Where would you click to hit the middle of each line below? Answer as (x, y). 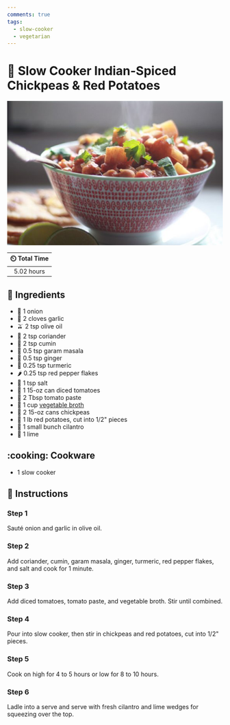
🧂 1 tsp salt (32, 383)
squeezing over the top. (40, 714)
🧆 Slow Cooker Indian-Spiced (92, 71)
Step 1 (17, 513)
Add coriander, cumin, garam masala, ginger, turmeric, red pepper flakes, (111, 561)
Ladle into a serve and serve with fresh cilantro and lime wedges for (103, 706)
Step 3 (18, 586)
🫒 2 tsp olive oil (40, 326)
